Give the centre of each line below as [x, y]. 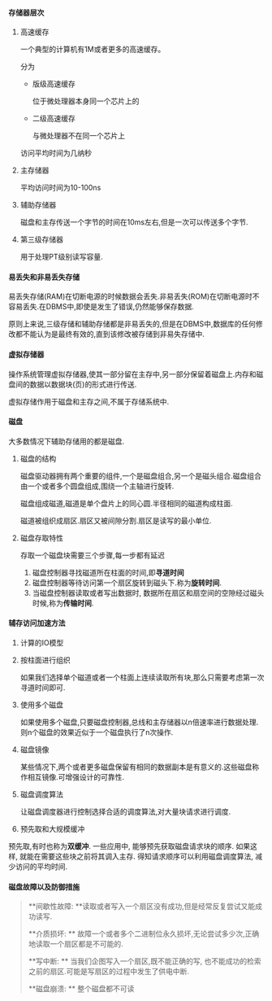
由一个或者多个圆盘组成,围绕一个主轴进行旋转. [97, 486]
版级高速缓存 [54, 84]
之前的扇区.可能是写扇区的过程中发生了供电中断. [108, 972]
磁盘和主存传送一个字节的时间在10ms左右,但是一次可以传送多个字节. [134, 222]
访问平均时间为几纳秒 [56, 153]
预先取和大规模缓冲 [52, 829]
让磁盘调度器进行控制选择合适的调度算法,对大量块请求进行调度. [125, 812]
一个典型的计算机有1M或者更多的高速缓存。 [93, 50]
